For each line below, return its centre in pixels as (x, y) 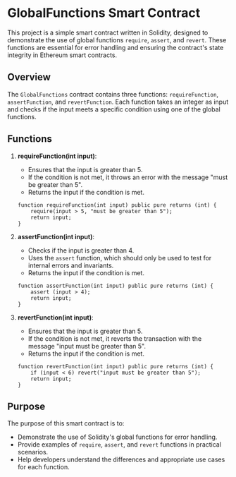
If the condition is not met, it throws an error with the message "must (128, 177)
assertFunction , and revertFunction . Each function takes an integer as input (118, 102)
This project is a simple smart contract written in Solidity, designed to (108, 32)
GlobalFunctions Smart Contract (104, 13)
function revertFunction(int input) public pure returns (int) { (115, 366)
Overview (29, 77)
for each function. (43, 467)
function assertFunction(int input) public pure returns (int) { (115, 286)
